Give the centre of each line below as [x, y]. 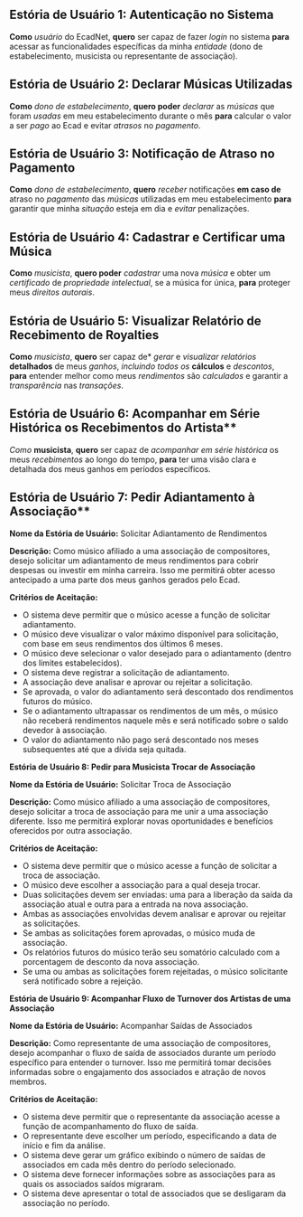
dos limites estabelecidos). [72, 663]
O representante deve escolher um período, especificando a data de [149, 1136]
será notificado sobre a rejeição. [83, 981]
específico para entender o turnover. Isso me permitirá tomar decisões [141, 1062]
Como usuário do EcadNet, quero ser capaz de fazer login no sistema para [150, 36]
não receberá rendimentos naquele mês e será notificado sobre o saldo [155, 720]
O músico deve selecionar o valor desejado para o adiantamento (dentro [156, 653]
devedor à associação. [64, 730]
